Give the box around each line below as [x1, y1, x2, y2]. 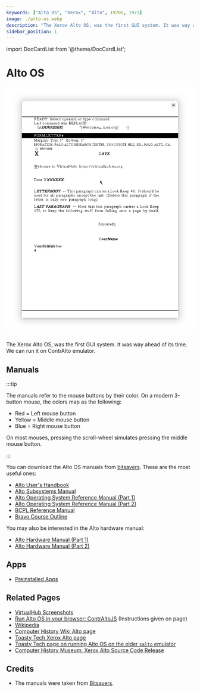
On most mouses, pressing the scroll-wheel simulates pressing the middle [6, 434, 188, 441]
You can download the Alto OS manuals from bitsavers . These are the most [6, 463, 190, 470]
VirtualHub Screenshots [14, 609, 74, 616]
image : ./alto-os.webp [6, 15, 62, 22]
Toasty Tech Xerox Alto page [14, 634, 86, 641]
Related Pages [6, 593, 61, 603]
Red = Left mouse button [14, 409, 76, 417]
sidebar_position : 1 [6, 29, 58, 35]
